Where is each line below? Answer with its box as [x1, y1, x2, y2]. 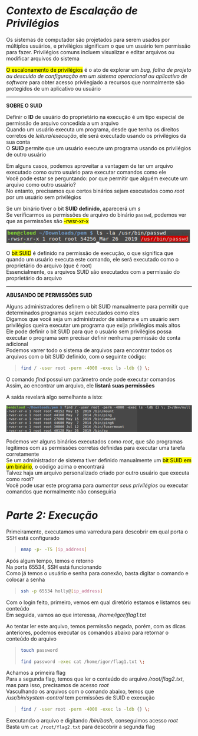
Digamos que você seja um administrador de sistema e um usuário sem [6, 316, 180, 323]
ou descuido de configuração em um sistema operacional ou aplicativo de [6, 72, 187, 79]
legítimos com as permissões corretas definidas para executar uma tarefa [6, 444, 186, 451]
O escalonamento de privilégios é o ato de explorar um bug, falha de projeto [6, 66, 192, 73]
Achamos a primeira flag [6, 669, 66, 677]
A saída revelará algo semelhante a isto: [6, 393, 103, 401]
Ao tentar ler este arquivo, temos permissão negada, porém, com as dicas [6, 622, 186, 629]
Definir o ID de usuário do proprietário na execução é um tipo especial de [6, 113, 184, 120]
